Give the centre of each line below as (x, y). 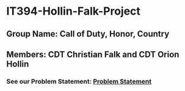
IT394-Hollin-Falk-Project (73, 11)
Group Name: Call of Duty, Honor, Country (88, 34)
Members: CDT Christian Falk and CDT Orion (93, 54)
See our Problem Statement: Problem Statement (79, 81)
